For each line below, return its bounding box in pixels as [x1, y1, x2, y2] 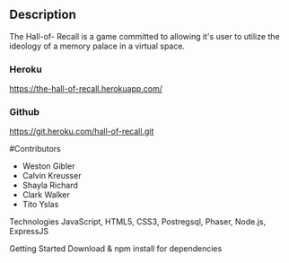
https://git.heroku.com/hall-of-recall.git [9, 126, 154, 137]
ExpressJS [9, 226, 49, 237]
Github [9, 106, 40, 118]
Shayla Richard [22, 180, 78, 191]
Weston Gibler [22, 161, 75, 171]
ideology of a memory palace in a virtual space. [9, 40, 186, 51]
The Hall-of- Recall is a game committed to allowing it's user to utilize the [9, 31, 280, 41]
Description [9, 7, 76, 22]
